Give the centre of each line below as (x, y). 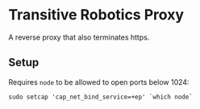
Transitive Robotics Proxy (96, 15)
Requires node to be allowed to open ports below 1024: (99, 82)
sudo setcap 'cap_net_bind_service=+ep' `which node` (101, 97)
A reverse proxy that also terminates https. (79, 37)
